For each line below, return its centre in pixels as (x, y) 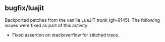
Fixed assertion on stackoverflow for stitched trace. (66, 35)
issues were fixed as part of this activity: (47, 25)
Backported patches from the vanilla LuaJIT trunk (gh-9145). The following (82, 20)
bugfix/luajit (24, 8)
